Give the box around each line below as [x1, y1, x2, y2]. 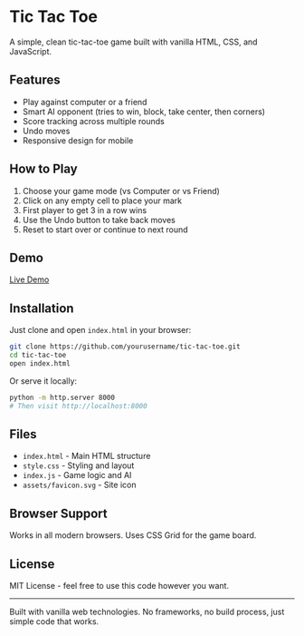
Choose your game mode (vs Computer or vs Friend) [22, 185, 220, 196]
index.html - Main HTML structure [22, 451, 151, 462]
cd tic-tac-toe [9, 351, 67, 360]
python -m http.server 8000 [9, 393, 116, 402]
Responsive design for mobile [22, 134, 134, 146]
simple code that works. [9, 616, 100, 627]
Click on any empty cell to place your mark [22, 195, 183, 206]
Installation [9, 300, 74, 316]
